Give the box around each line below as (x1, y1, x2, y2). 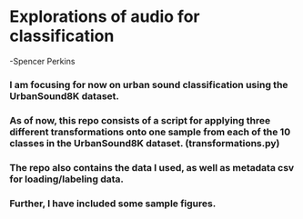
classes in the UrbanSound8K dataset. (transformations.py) (9, 136, 280, 149)
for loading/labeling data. (9, 173, 125, 185)
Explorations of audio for (9, 6, 200, 27)
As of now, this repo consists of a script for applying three (9, 114, 271, 126)
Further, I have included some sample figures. (9, 197, 217, 210)
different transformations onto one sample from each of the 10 (9, 125, 291, 138)
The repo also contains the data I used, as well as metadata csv (9, 161, 295, 174)
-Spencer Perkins (9, 55, 76, 66)
